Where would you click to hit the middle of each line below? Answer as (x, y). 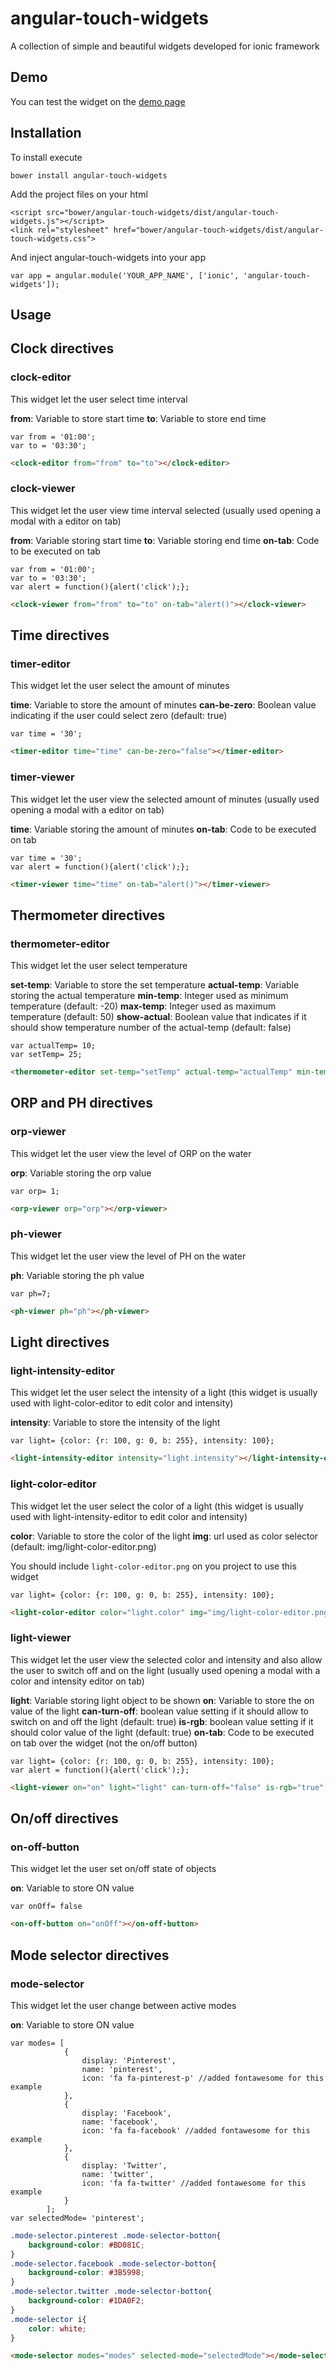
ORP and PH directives (81, 1103)
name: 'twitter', (118, 2174)
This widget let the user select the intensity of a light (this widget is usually (164, 1393)
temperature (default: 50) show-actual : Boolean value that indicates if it (158, 1017)
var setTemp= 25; (46, 1055)
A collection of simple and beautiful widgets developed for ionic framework (165, 46)
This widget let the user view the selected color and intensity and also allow (166, 1659)
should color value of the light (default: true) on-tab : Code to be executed (162, 1732)
